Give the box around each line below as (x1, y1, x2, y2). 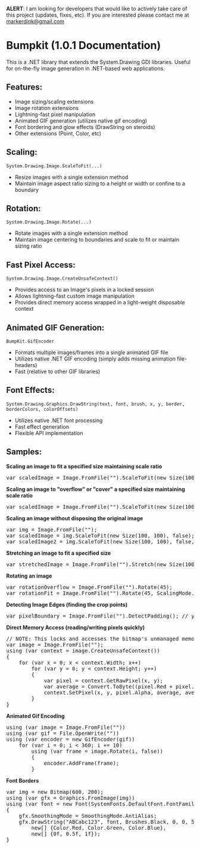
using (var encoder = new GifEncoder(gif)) (6, 735, 135, 743)
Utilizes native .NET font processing (14, 417, 103, 424)
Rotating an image (6, 572, 52, 579)
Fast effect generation (14, 423, 70, 430)
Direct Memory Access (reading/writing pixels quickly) (6, 624, 145, 631)
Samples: (6, 447, 42, 457)
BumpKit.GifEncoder (6, 338, 55, 344)
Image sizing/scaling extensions (14, 98, 94, 105)
